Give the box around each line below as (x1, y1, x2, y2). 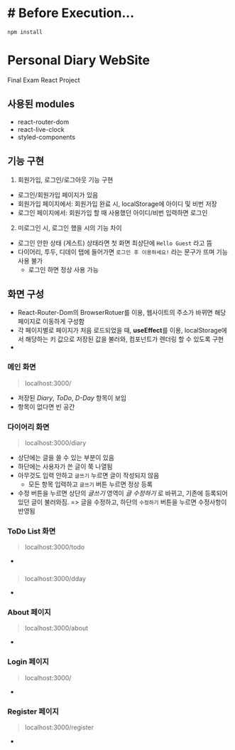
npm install (7, 28, 43, 36)
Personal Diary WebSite (7, 52, 151, 68)
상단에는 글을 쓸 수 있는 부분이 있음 (17, 453, 115, 462)
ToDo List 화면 (7, 526, 56, 536)
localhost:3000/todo (24, 543, 85, 551)
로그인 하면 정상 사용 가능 (28, 265, 99, 274)
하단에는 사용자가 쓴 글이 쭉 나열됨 (17, 462, 113, 471)
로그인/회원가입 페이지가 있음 (17, 190, 99, 199)
